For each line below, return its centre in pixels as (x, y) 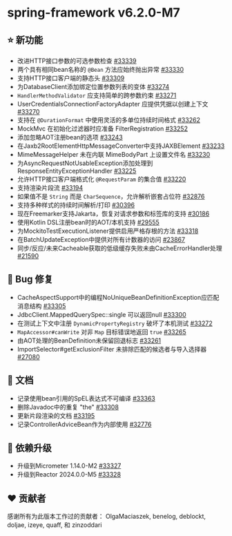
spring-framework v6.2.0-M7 (94, 13)
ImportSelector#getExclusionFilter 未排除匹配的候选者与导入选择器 (112, 349)
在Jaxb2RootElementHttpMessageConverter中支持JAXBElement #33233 (121, 146)
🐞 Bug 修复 (30, 279)
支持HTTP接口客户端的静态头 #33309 (71, 78)
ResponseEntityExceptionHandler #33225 (77, 171)
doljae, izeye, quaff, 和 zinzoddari (55, 525)
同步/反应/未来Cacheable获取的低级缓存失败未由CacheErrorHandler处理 (119, 248)
